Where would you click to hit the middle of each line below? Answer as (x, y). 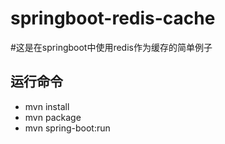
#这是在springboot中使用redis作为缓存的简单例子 (111, 47)
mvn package (53, 117)
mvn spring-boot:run (67, 128)
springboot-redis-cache (113, 18)
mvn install (47, 106)
